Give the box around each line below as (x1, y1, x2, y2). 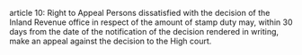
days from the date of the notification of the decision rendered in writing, (9, 27, 280, 36)
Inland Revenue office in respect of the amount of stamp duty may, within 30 (9, 17, 293, 27)
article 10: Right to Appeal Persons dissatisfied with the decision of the (9, 8, 271, 18)
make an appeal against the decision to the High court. (9, 35, 212, 46)
